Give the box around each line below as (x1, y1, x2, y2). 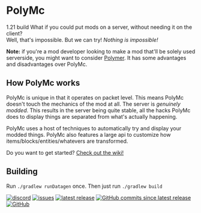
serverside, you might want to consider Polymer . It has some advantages (6, 54, 187, 61)
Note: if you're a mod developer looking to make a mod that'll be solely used (6, 47, 196, 55)
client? (6, 29, 23, 37)
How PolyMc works (6, 78, 80, 88)
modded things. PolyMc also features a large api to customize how (6, 131, 171, 138)
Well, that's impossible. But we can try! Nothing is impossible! (6, 36, 158, 43)
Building (6, 166, 38, 177)
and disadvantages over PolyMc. (6, 61, 88, 68)
